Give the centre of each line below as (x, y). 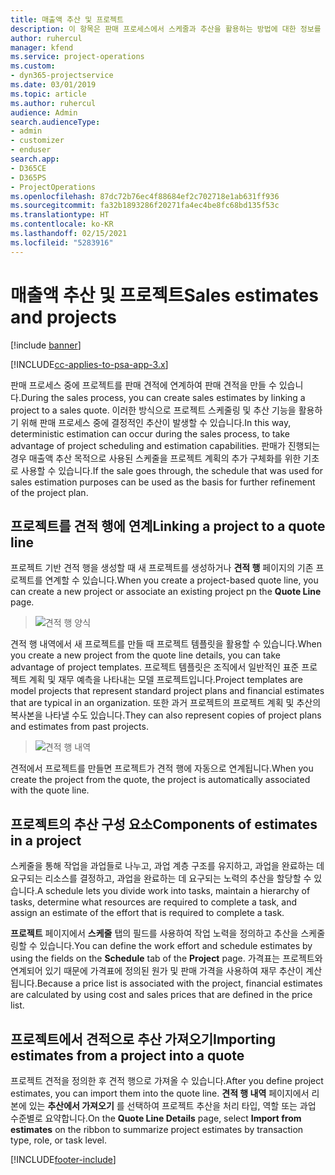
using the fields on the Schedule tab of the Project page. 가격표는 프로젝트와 (166, 958)
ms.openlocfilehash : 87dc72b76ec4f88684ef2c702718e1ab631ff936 (145, 196)
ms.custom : (33, 66)
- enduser (31, 150)
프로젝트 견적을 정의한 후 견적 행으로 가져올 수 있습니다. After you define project (167, 1080)
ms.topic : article (48, 94)
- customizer (37, 141)
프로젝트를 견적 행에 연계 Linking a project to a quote (168, 526)
